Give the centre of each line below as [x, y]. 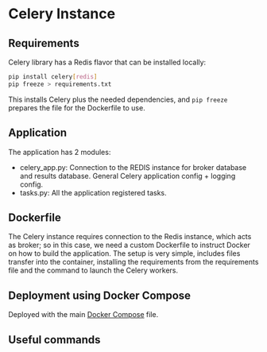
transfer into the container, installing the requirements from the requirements [133, 262]
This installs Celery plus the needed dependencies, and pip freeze [118, 99]
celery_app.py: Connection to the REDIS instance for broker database [133, 167]
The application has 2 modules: [60, 152]
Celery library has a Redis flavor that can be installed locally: [107, 62]
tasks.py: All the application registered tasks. [93, 192]
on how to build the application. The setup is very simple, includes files [124, 253]
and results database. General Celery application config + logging [128, 176]
